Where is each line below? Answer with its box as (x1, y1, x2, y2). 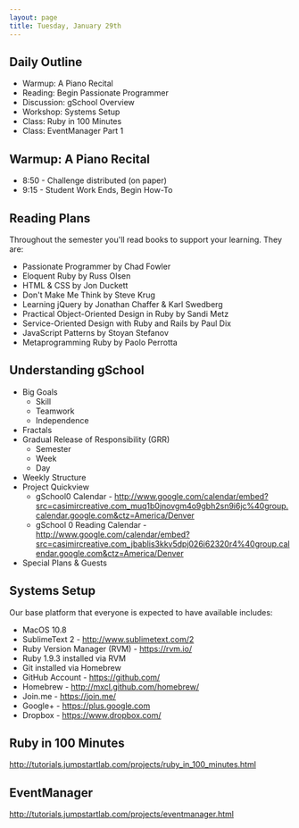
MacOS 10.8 (21, 624, 67, 635)
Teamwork (35, 406, 75, 416)
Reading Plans (9, 211, 91, 226)
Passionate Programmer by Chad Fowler (21, 261, 171, 272)
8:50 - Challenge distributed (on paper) (21, 175, 168, 186)
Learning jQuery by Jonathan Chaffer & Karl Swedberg (21, 298, 223, 309)
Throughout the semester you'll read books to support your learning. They (9, 234, 283, 245)
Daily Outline (9, 54, 83, 70)
